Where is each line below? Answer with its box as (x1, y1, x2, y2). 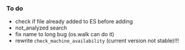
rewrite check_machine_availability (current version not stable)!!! (15, 37, 179, 45)
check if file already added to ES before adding (15, 18, 133, 25)
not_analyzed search (15, 24, 67, 31)
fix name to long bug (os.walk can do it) (15, 31, 115, 38)
